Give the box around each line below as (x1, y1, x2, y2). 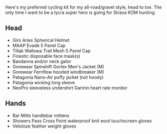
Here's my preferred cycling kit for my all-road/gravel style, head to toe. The (5, 4, 162, 10)
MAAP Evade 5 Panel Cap (12, 42, 66, 48)
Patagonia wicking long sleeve (12, 79, 75, 85)
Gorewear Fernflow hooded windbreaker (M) (12, 69, 105, 75)
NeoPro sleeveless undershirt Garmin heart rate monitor (12, 85, 128, 91)
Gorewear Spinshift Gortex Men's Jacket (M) (12, 63, 105, 69)
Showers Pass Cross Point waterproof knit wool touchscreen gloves (12, 118, 152, 124)
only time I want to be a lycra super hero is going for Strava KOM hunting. (5, 9, 156, 15)
